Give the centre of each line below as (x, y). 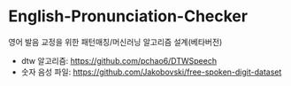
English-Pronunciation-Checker (128, 16)
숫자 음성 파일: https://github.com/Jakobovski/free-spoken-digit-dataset (151, 72)
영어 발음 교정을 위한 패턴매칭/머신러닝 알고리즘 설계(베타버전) (115, 42)
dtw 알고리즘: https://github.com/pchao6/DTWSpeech (119, 60)
